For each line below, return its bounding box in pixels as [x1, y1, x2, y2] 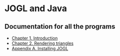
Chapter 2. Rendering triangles [11, 40, 74, 46]
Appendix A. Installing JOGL [11, 46, 69, 51]
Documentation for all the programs [4, 22, 116, 31]
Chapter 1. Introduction [11, 35, 58, 41]
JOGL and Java [4, 3, 67, 14]
